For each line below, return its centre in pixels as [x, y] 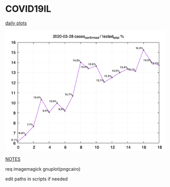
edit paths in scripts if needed [36, 179]
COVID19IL [29, 9]
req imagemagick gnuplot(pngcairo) [43, 169]
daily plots [16, 23]
